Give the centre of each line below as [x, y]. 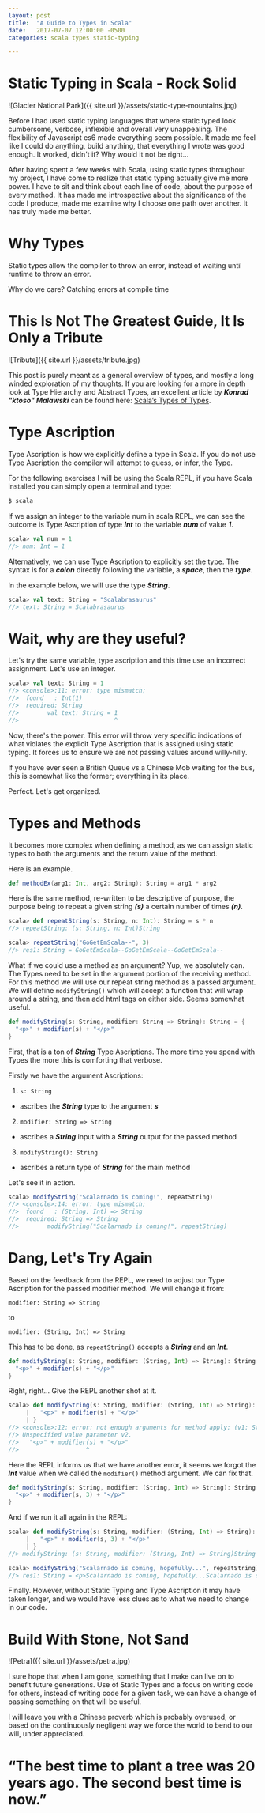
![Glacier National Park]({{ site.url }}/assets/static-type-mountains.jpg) [123, 106]
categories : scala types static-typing [74, 38]
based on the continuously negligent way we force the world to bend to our [131, 1725]
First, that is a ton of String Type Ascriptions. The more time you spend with [132, 1052]
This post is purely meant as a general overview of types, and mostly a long [131, 376]
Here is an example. [41, 869]
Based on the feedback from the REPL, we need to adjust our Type [116, 1280]
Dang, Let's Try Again [80, 1258]
